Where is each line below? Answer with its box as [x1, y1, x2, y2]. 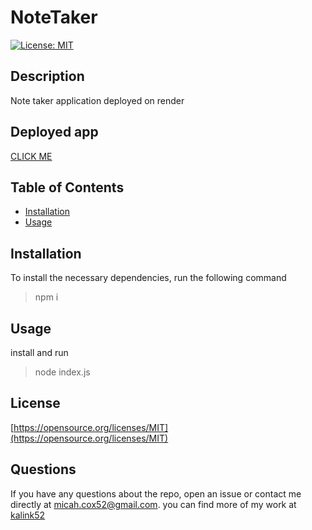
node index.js [34, 366, 91, 378]
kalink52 [10, 509, 46, 521]
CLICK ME [10, 150, 53, 162]
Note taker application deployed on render [10, 94, 185, 106]
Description [10, 68, 85, 85]
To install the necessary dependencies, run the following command [10, 272, 287, 284]
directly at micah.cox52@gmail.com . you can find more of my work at [10, 498, 297, 510]
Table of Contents [10, 179, 125, 196]
